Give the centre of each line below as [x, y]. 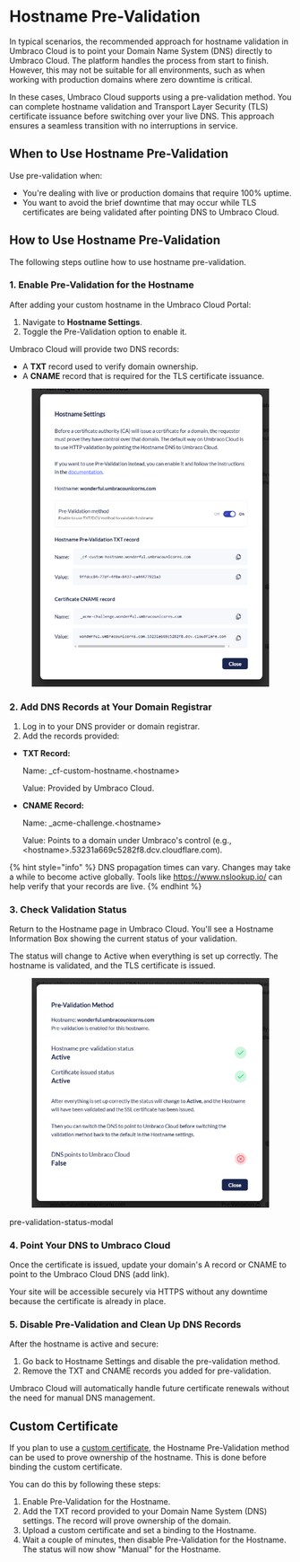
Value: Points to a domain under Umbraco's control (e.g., [127, 840]
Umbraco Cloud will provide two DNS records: [94, 349]
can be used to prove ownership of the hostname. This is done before [138, 1458]
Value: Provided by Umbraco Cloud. [88, 788]
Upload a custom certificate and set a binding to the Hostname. [139, 1531]
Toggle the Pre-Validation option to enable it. [104, 331]
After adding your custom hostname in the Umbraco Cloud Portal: [130, 304]
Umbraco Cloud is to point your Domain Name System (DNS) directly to [141, 50]
